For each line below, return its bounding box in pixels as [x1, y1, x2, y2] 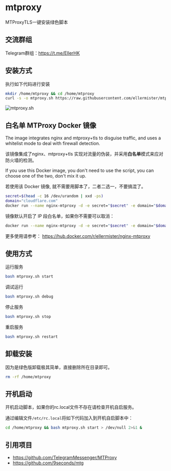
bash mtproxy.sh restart [5, 334, 58, 339]
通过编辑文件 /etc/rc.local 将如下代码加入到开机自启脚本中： [5, 415, 133, 421]
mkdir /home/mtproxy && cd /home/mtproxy [5, 91, 95, 96]
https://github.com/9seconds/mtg [12, 460, 84, 466]
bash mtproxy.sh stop [5, 314, 51, 319]
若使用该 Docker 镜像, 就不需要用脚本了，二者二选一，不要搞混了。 [5, 183, 146, 190]
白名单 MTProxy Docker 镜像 [5, 121, 97, 130]
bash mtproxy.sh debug [5, 294, 53, 300]
